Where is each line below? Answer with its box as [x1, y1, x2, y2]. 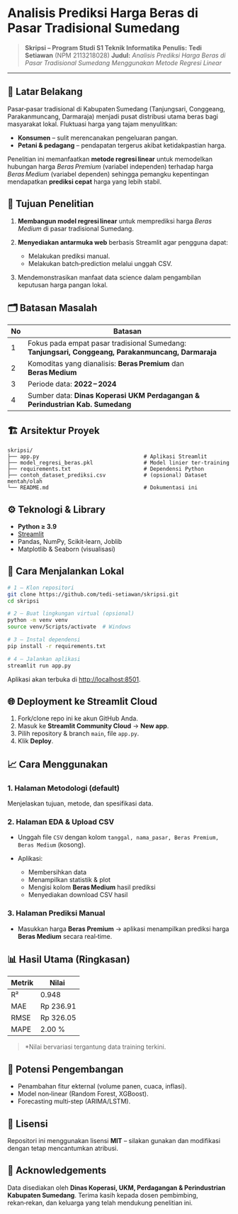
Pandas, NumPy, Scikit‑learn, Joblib [17, 538, 123, 545]
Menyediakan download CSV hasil [28, 891, 128, 899]
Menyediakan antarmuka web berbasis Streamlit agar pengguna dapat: [17, 238, 228, 246]
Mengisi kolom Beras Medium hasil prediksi [28, 883, 156, 891]
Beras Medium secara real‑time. [17, 932, 113, 940]
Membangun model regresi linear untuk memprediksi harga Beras [17, 216, 212, 225]
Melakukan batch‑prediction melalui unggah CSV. [28, 259, 173, 267]
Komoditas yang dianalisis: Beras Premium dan [28, 359, 184, 369]
